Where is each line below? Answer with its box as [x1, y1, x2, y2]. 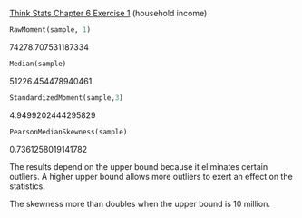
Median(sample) [9, 59, 67, 68]
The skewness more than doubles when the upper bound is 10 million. [9, 198, 270, 209]
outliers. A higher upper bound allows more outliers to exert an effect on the [9, 171, 293, 182]
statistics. [9, 181, 45, 192]
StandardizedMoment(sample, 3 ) [9, 93, 124, 103]
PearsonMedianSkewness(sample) [9, 127, 128, 136]
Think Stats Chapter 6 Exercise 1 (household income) [9, 8, 208, 18]
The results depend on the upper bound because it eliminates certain [9, 161, 268, 172]
